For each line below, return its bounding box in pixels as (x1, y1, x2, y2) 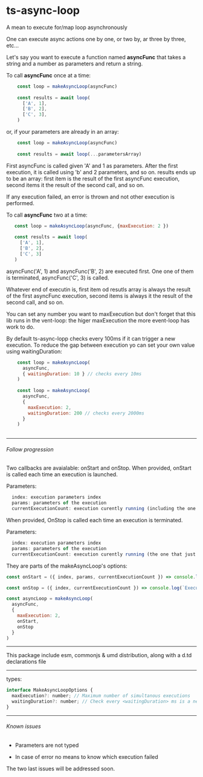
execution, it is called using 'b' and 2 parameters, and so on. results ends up (6, 168, 196, 175)
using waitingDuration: (6, 347, 62, 355)
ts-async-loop (6, 4, 80, 18)
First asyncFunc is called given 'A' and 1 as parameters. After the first (6, 162, 178, 169)
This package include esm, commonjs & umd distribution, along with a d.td (6, 652, 192, 659)
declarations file (6, 658, 47, 666)
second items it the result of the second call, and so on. (6, 181, 145, 188)
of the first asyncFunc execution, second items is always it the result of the (6, 292, 193, 300)
